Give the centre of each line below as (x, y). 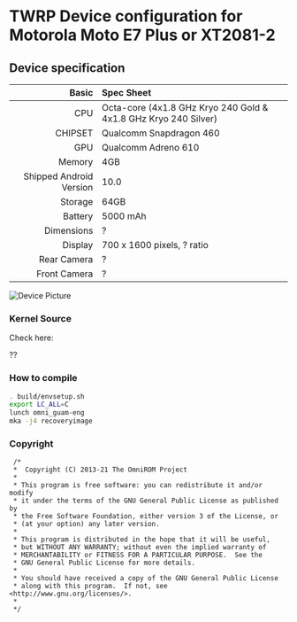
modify (21, 494)
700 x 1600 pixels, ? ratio (155, 245)
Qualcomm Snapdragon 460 (160, 133)
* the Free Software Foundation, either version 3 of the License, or (145, 517)
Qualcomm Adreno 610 (150, 148)
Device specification (67, 68)
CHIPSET (74, 133)
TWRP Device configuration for (126, 16)
